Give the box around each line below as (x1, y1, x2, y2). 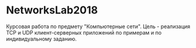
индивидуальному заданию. (6, 35, 77, 42)
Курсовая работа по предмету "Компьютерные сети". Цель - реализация (6, 23, 191, 30)
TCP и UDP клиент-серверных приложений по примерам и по (6, 29, 162, 36)
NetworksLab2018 (6, 4, 98, 17)
